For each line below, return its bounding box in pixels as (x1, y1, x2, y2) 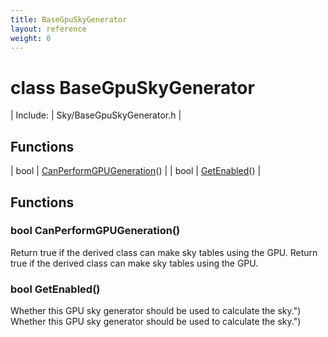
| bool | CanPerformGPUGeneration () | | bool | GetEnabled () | (10, 165, 262, 177)
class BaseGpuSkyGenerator (10, 76, 255, 99)
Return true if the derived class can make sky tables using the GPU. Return (10, 246, 318, 258)
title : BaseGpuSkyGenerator (10, 14, 128, 25)
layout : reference (10, 24, 87, 34)
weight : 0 (10, 33, 52, 43)
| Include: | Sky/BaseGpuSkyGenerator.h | (10, 109, 182, 121)
